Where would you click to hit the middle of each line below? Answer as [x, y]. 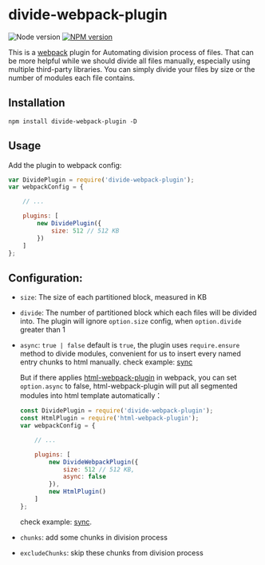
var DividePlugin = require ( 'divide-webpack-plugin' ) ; [101, 180]
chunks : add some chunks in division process [93, 537]
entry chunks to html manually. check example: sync [106, 362]
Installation [37, 103]
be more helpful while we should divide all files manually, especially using [129, 61]
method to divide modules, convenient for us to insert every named [130, 354]
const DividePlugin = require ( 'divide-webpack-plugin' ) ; [117, 411]
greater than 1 [43, 330]
